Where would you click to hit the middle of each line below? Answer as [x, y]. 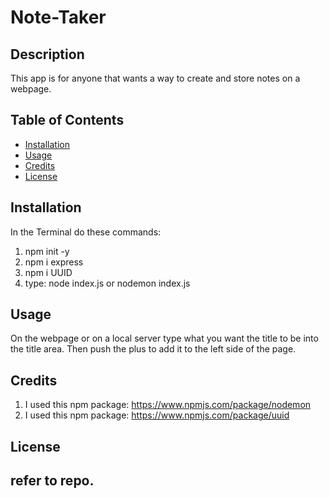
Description [47, 54]
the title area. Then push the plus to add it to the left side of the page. [153, 349]
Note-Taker [58, 17]
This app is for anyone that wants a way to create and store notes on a [155, 78]
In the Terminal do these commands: [86, 232]
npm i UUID [48, 272]
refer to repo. [52, 481]
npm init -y [47, 251]
